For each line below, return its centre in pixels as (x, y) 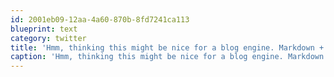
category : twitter (48, 38)
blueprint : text (44, 29)
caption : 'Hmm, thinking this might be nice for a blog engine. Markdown (167, 57)
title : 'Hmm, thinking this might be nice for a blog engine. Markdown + (167, 47)
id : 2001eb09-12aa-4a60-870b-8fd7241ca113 (100, 19)
